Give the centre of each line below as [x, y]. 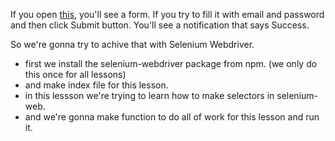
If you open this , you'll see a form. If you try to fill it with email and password [167, 14]
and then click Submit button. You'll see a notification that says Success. [160, 25]
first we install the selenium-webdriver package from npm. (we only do [171, 63]
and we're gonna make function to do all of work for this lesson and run [172, 117]
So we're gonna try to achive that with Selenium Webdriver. [132, 44]
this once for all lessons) [75, 74]
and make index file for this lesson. [96, 85]
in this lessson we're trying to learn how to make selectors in [149, 95]
